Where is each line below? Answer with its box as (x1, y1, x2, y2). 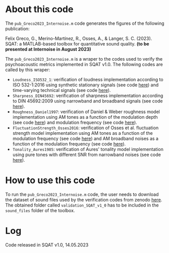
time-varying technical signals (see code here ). (12, 87, 111, 93)
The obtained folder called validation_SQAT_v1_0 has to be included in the (5, 202, 159, 208)
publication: (5, 25, 30, 31)
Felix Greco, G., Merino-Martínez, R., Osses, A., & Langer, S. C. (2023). (5, 35, 152, 41)
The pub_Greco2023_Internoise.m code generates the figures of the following (5, 20, 164, 26)
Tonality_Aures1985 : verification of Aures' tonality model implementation (12, 146, 164, 152)
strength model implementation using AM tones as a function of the (12, 130, 153, 136)
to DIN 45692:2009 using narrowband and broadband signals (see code (12, 97, 163, 104)
